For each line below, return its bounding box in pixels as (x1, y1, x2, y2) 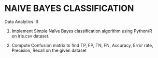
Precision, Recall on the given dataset (11, 47, 87, 53)
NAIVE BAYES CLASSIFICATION (4, 3, 134, 14)
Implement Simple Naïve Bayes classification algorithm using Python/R (11, 28, 153, 34)
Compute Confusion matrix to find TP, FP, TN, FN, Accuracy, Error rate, (11, 42, 153, 48)
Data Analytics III (4, 19, 38, 24)
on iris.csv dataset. (11, 33, 50, 39)
